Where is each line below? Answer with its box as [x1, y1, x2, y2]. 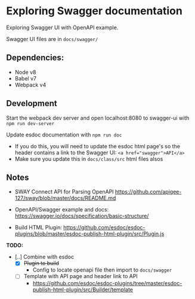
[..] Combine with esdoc [14, 253, 75, 260]
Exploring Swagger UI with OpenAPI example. [6, 24, 119, 31]
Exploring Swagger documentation [6, 4, 183, 18]
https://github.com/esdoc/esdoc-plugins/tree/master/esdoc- [32, 279, 182, 286]
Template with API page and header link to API [23, 273, 138, 280]
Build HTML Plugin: [14, 224, 63, 231]
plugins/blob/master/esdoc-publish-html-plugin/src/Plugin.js [14, 231, 165, 238]
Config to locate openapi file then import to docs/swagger [32, 266, 172, 273]
